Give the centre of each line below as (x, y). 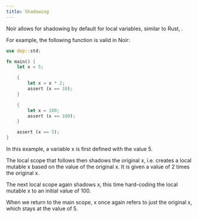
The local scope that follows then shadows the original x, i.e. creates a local (99, 160)
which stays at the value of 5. (42, 209)
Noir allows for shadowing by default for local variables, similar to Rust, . (95, 28)
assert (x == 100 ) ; (52, 116)
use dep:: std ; (24, 51)
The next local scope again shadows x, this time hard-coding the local (92, 185)
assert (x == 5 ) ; (38, 132)
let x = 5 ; (30, 67)
